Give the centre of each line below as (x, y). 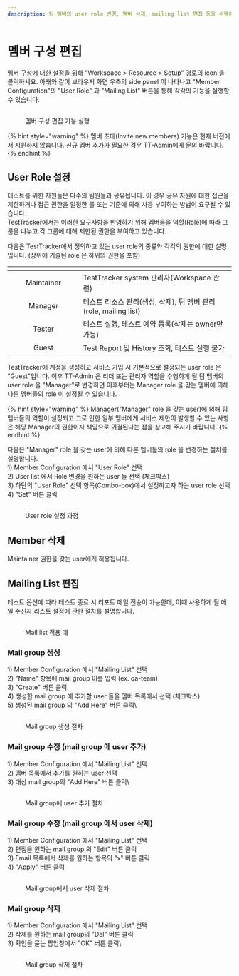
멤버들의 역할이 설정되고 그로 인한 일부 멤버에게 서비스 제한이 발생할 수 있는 (112, 418)
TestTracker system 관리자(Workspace (147, 278)
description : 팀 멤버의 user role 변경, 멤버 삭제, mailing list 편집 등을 (112, 14)
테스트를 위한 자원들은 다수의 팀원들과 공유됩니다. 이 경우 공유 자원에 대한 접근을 (118, 195)
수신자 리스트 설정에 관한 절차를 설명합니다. (75, 611)
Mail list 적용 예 (47, 632)
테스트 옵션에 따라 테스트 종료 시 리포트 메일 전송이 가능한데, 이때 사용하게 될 (113, 602)
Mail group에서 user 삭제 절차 (67, 888)
